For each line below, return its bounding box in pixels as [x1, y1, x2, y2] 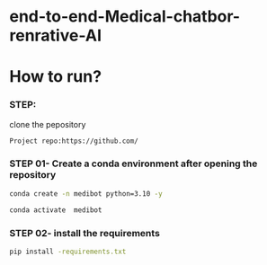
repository [9, 169, 57, 181]
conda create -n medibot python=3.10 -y [9, 189, 164, 199]
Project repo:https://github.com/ [9, 137, 139, 146]
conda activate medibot [9, 205, 102, 215]
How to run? [9, 66, 102, 87]
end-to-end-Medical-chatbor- [9, 6, 241, 27]
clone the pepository [9, 119, 86, 129]
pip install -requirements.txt [9, 247, 127, 256]
